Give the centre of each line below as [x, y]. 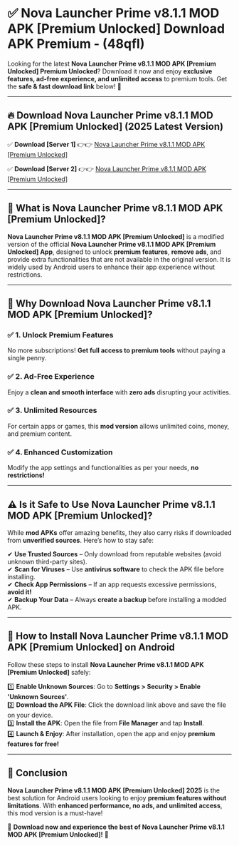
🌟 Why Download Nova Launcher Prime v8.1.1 [109, 304]
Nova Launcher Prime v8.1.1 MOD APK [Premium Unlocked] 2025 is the [114, 790]
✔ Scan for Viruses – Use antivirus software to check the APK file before [116, 569]
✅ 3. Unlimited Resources [52, 410]
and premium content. [40, 434]
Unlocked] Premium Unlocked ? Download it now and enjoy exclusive [110, 71]
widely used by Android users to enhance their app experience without [111, 267]
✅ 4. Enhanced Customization [60, 452]
